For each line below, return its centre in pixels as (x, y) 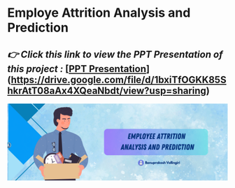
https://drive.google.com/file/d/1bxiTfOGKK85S (119, 79)
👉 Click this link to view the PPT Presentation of (115, 54)
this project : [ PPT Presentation (77, 69)
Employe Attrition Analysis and (99, 13)
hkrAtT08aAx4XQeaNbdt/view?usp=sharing (107, 91)
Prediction (38, 28)
